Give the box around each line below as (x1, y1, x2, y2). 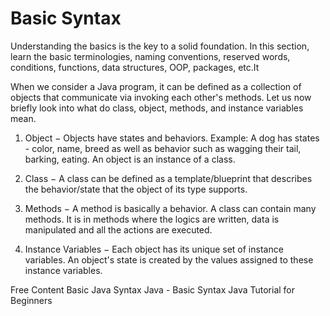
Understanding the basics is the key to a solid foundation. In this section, (10, 40, 310, 52)
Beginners (10, 294, 53, 306)
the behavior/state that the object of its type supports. (24, 183, 248, 195)
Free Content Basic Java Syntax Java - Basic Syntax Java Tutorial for (10, 283, 296, 296)
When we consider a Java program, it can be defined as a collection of (10, 80, 302, 92)
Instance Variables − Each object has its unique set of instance (24, 243, 284, 255)
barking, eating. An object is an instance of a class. (24, 153, 236, 165)
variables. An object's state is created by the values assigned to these (24, 253, 314, 266)
